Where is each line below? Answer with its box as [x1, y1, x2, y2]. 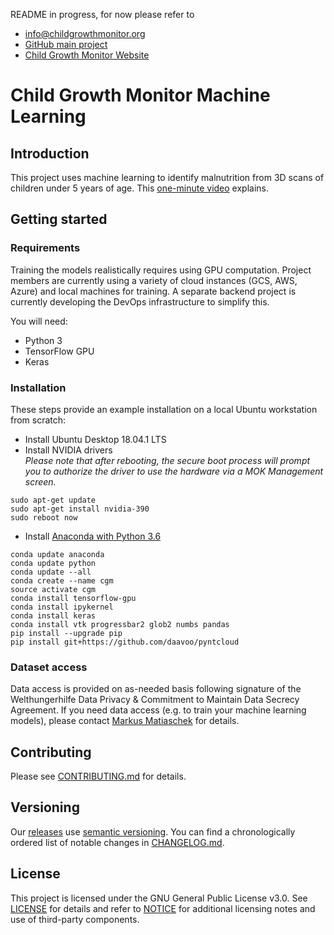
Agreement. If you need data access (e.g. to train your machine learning [10, 704, 307, 716]
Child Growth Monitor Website [24, 49, 150, 61]
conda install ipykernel [10, 602, 114, 612]
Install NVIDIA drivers [24, 444, 113, 456]
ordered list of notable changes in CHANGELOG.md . [10, 836, 225, 848]
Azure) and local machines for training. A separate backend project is [10, 285, 297, 297]
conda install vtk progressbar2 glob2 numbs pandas [10, 619, 230, 629]
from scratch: [10, 414, 67, 426]
